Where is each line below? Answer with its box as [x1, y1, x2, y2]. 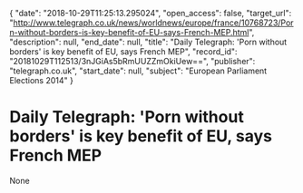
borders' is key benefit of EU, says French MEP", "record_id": [9, 46, 238, 57]
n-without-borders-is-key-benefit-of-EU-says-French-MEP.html [9, 27, 249, 37]
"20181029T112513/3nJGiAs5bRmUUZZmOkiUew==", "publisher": [9, 56, 256, 66]
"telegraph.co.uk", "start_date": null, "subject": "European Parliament [9, 65, 268, 76]
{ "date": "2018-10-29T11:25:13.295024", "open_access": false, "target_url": [9, 8, 292, 18]
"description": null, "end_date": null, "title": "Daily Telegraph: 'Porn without [9, 36, 288, 47]
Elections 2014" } [9, 75, 74, 85]
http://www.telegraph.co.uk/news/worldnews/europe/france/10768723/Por [13, 17, 294, 28]
